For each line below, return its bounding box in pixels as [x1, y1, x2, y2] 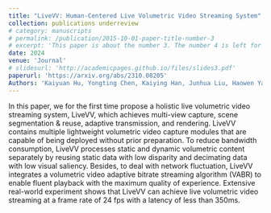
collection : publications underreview [8, 19, 139, 27]
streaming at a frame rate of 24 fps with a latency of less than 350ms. [8, 195, 240, 205]
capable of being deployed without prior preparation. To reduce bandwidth [8, 135, 257, 145]
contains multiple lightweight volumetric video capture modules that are [8, 126, 247, 137]
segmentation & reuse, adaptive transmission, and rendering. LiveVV [8, 118, 236, 128]
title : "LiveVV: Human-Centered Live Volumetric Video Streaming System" [8, 11, 262, 20]
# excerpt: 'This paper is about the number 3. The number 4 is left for [8, 42, 262, 50]
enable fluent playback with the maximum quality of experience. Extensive [8, 178, 256, 187]
